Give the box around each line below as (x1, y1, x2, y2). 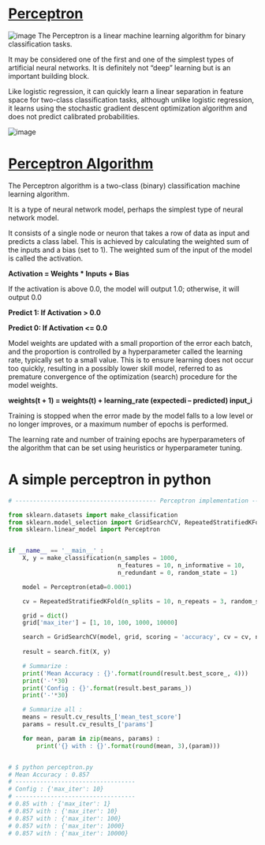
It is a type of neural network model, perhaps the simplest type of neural (8, 205, 244, 214)
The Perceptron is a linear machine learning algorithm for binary (38, 31, 246, 40)
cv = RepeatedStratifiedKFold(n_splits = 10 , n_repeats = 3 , (22, 597, 227, 605)
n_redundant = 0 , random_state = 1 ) (117, 569, 238, 576)
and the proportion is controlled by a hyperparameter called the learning (8, 347, 243, 356)
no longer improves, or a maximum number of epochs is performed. (8, 419, 229, 429)
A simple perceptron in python (8, 471, 211, 489)
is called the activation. (8, 253, 84, 263)
